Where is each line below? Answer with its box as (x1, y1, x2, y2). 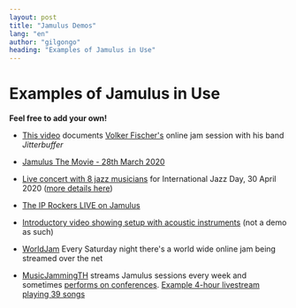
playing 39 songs (21, 289, 86, 300)
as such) (21, 227, 55, 237)
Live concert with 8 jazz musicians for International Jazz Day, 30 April (21, 174, 277, 184)
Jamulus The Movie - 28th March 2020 (21, 156, 165, 168)
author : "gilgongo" (9, 37, 81, 47)
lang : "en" (9, 29, 49, 38)
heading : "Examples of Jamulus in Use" (9, 46, 156, 55)
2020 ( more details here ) (21, 183, 113, 194)
